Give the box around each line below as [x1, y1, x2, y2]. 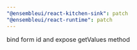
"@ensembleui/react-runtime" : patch [6, 16, 113, 23]
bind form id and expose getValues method [6, 35, 130, 43]
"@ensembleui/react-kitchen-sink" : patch [6, 10, 129, 17]
